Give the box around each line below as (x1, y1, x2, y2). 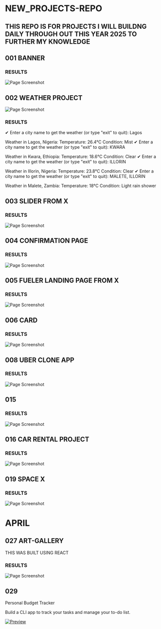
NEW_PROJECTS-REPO (5, 3, 102, 14)
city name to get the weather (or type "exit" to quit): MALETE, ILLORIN (5, 174, 146, 179)
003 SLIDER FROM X (5, 197, 69, 205)
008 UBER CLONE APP (5, 356, 74, 364)
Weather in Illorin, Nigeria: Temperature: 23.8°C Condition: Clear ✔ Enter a (5, 168, 154, 174)
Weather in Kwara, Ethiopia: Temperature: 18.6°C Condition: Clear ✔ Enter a (5, 154, 157, 159)
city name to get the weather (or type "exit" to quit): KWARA (5, 144, 125, 150)
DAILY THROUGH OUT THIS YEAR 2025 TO (5, 30, 137, 38)
